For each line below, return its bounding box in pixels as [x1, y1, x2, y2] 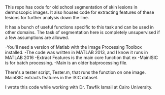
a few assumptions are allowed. [5, 34, 69, 40]
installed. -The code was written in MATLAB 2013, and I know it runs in [5, 49, 148, 55]
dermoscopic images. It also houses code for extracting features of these [5, 9, 154, 15]
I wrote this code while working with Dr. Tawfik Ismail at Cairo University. [5, 84, 153, 90]
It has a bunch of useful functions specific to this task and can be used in [5, 24, 154, 30]
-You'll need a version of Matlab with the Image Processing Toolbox [5, 44, 142, 50]
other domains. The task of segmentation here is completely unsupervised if [5, 30, 160, 35]
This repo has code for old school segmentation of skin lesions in [5, 4, 138, 10]
